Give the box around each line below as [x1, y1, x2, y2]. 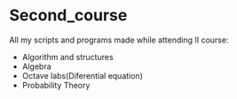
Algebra [21, 61, 51, 72]
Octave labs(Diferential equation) [21, 70, 144, 80]
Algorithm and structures [21, 51, 114, 62]
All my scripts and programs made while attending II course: [9, 34, 229, 45]
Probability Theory [21, 80, 91, 90]
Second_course [9, 5, 128, 26]
